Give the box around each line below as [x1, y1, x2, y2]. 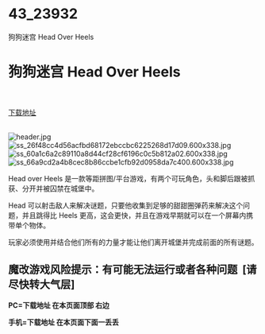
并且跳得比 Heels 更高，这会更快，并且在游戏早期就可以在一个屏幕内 [21, 210, 247, 219]
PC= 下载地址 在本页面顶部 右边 [8, 300, 109, 310]
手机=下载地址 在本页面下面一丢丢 [8, 317, 119, 327]
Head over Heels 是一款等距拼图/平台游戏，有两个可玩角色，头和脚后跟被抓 [8, 173, 255, 183]
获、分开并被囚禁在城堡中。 [8, 184, 99, 193]
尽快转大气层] [8, 278, 75, 291]
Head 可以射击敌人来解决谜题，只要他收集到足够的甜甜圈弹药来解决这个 [8, 200, 244, 210]
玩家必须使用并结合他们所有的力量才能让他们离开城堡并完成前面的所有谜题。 [8, 237, 259, 247]
